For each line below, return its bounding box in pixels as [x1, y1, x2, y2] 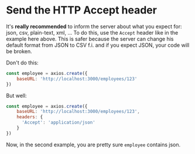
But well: [6, 92, 28, 99]
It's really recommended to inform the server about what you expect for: [6, 23, 182, 30]
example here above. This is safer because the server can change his [6, 35, 174, 42]
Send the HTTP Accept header [6, 4, 157, 17]
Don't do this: [6, 59, 39, 66]
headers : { [16, 114, 43, 120]
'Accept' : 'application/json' [21, 119, 95, 126]
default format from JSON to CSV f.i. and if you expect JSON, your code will [6, 42, 190, 49]
